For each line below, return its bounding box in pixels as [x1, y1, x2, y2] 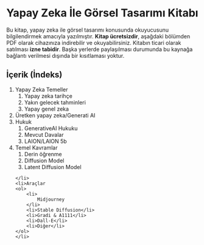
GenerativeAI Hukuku [24, 125, 78, 132]
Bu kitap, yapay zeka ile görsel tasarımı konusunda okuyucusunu [6, 26, 169, 33]
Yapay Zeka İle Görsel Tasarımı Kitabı [6, 6, 199, 20]
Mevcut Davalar [24, 131, 64, 138]
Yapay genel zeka [24, 105, 69, 112]
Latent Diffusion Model [24, 163, 82, 170]
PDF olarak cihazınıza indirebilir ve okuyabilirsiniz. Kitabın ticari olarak [6, 39, 181, 46]
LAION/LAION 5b [24, 137, 67, 145]
